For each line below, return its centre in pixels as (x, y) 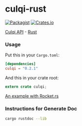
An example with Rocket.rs (32, 96)
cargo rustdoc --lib (26, 119)
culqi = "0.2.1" (21, 69)
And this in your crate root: (32, 78)
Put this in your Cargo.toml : (32, 55)
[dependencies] (20, 64)
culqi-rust (26, 9)
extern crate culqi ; (26, 87)
